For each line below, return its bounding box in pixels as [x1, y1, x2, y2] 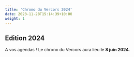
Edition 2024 [5, 34, 45, 42]
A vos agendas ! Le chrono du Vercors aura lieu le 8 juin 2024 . [5, 47, 130, 53]
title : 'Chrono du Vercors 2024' [5, 7, 73, 12]
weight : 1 [5, 16, 25, 21]
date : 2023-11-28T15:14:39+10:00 [5, 12, 73, 16]
